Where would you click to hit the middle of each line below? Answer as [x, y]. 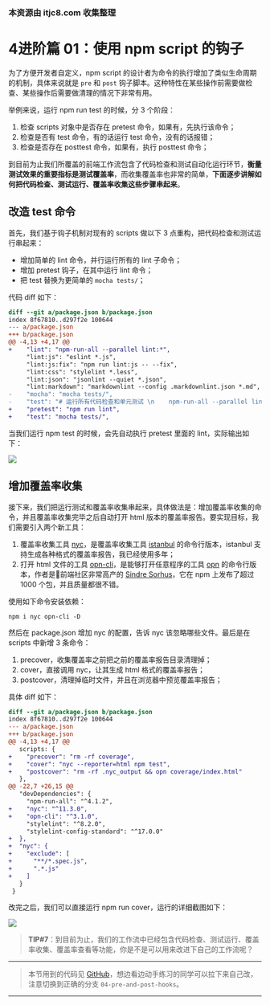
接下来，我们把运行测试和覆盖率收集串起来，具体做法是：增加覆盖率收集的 [131, 507]
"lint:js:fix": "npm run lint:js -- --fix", [102, 364]
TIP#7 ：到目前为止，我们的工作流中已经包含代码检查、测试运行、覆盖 [143, 940]
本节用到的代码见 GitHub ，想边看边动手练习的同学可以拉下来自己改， [143, 974]
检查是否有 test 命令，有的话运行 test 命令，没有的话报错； [117, 137]
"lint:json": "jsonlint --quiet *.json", [96, 379]
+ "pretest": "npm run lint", [64, 410]
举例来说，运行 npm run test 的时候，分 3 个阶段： [92, 109]
